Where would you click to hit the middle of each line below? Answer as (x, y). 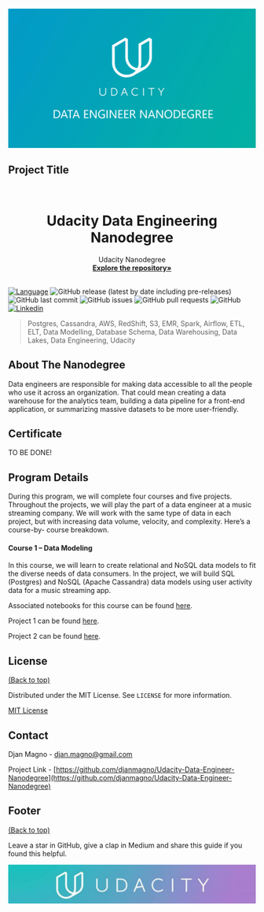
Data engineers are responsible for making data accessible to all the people (130, 384)
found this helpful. (38, 853)
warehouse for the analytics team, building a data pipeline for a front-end (126, 400)
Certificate (35, 434)
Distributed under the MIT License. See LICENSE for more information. (120, 695)
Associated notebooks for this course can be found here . (101, 606)
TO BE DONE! (30, 453)
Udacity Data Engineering (132, 221)
